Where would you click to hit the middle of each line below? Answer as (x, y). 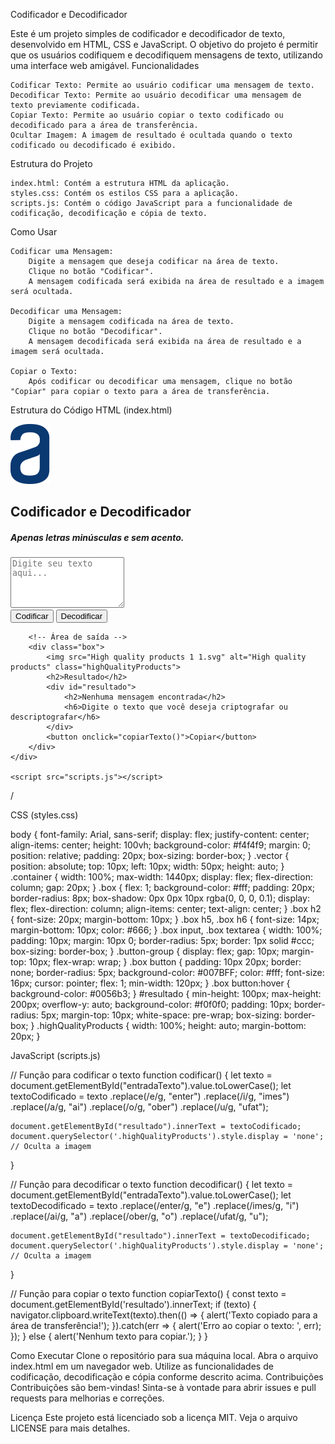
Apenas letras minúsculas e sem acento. (97, 537)
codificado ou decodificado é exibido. (93, 145)
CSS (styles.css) (44, 815)
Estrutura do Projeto (51, 163)
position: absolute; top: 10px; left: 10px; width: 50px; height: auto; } (147, 866)
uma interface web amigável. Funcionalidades (105, 65)
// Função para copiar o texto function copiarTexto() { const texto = (148, 1294)
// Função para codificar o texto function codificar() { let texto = (141, 1075)
